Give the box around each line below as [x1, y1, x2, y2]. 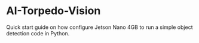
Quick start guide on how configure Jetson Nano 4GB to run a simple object [6, 24, 193, 31]
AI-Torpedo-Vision [6, 4, 101, 18]
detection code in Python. [6, 29, 70, 37]
